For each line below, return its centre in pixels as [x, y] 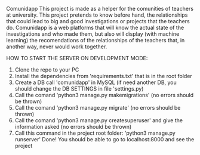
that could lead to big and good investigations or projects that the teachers [98, 21]
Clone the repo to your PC [47, 70]
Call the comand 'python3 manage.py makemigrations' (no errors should [104, 95]
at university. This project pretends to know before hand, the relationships [97, 15]
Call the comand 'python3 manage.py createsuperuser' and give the [99, 120]
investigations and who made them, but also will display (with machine [93, 34]
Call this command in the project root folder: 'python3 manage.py [95, 133]
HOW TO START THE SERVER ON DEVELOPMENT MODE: [77, 58]
